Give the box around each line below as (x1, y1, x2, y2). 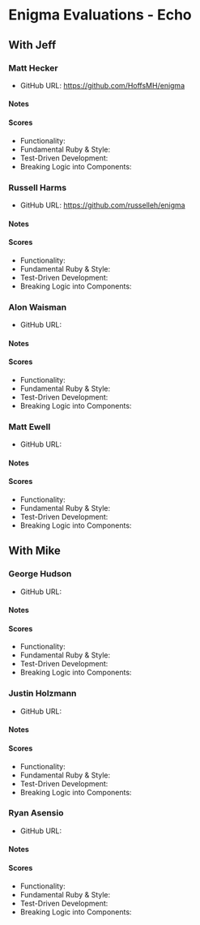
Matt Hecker (8, 62, 58, 74)
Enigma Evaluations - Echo (8, 6, 192, 24)
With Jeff (8, 38, 57, 52)
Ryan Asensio (8, 807, 64, 819)
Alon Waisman (8, 302, 67, 313)
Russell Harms (8, 182, 67, 193)
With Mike (8, 544, 61, 558)
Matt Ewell (8, 421, 51, 432)
